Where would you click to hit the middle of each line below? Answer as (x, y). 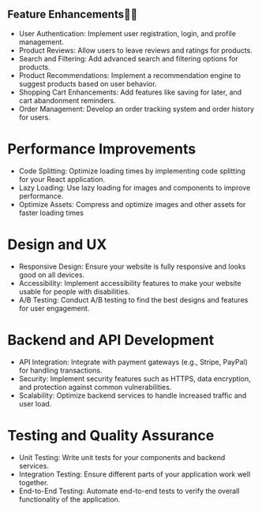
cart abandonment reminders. (67, 100)
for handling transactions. (61, 370)
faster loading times (51, 213)
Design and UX (57, 244)
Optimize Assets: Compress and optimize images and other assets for (132, 204)
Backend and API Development (111, 340)
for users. (34, 117)
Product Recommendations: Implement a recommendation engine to (130, 75)
